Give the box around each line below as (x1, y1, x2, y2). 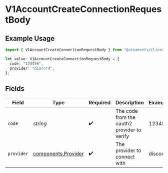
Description (115, 99, 144, 106)
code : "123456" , (9, 61, 43, 66)
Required (88, 99, 111, 106)
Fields (5, 84, 25, 93)
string (33, 120, 47, 127)
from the (115, 114, 136, 121)
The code (115, 108, 138, 115)
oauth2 (115, 120, 132, 127)
